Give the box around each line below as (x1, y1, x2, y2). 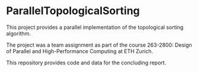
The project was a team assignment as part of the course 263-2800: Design (6, 41, 193, 48)
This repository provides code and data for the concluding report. (6, 59, 167, 66)
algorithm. (6, 30, 31, 37)
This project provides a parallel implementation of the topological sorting (6, 24, 184, 31)
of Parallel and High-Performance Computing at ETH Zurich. (6, 47, 153, 54)
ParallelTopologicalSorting (6, 4, 140, 18)
